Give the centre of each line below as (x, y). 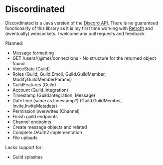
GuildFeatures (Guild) (34, 84)
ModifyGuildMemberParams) (42, 79)
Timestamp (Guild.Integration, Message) (54, 95)
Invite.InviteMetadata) (35, 106)
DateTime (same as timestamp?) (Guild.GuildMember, (67, 100)
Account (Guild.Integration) (40, 90)
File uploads (25, 138)
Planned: (14, 43)
